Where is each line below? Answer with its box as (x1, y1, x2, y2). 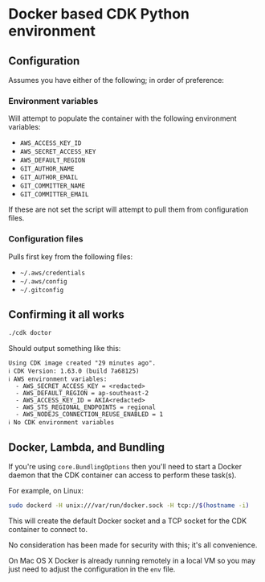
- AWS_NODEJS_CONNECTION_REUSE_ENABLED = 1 (15, 411, 163, 419)
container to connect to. (8, 524, 88, 534)
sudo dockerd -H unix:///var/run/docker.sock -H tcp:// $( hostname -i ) (8, 502, 250, 510)
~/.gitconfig (19, 286, 64, 294)
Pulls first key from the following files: (8, 251, 133, 262)
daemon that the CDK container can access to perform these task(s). (8, 470, 237, 480)
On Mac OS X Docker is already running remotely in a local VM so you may (8, 555, 255, 565)
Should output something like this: (8, 344, 121, 353)
